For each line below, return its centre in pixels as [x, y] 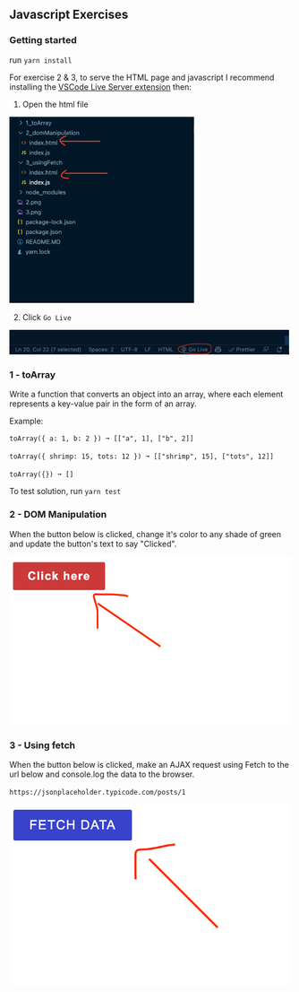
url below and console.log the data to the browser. [102, 774]
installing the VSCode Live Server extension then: [101, 87]
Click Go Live [47, 318]
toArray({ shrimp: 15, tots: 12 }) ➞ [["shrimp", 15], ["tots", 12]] [142, 457]
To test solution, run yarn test [65, 492]
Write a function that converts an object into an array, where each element [146, 395]
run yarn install [41, 60]
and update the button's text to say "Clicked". [93, 544]
